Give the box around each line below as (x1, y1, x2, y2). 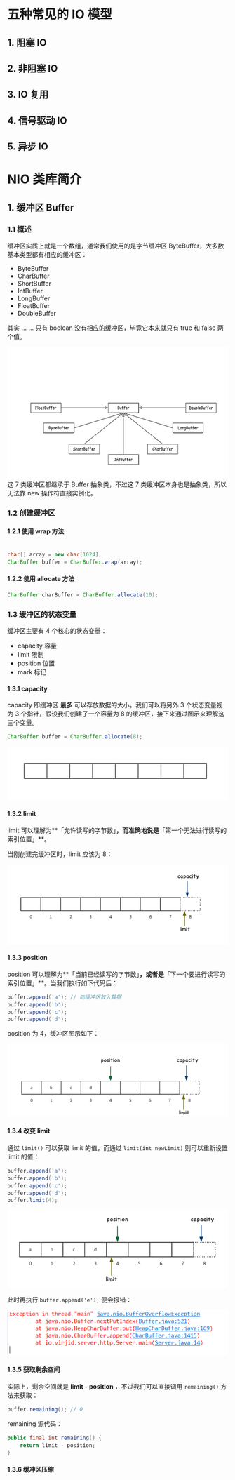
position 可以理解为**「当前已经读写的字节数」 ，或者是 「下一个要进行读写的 (7, 970, 226, 978)
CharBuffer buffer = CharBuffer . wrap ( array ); (7, 559, 142, 566)
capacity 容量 (17, 641, 58, 650)
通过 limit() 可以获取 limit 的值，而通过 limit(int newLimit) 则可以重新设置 (7, 1143, 228, 1152)
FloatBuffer (17, 302, 51, 310)
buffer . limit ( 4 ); (7, 1197, 58, 1204)
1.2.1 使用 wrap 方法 (7, 527, 65, 535)
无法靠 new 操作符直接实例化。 (7, 489, 97, 498)
